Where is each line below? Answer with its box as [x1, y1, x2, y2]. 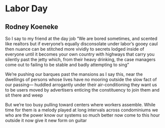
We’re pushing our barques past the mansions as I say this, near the [5, 71, 143, 77]
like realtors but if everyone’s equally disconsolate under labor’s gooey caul [5, 41, 158, 47]
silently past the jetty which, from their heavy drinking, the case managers [5, 57, 156, 62]
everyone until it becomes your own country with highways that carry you [5, 51, 155, 57]
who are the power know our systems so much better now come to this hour [5, 112, 160, 118]
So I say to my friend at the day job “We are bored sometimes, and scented [5, 35, 158, 41]
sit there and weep [5, 92, 43, 98]
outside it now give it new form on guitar [5, 118, 87, 123]
